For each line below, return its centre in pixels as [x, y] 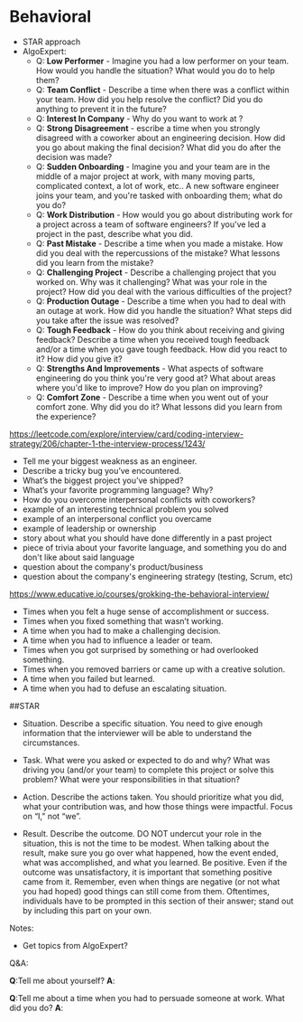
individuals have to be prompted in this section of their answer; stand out [158, 901]
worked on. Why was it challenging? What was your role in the [151, 281]
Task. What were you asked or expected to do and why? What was [146, 760]
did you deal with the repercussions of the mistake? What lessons [158, 253]
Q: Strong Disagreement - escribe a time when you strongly [148, 128]
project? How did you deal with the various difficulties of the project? [164, 291]
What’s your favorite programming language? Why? [118, 489]
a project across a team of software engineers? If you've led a [151, 224]
